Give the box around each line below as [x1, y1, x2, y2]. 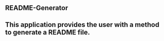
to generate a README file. [5, 28, 90, 36]
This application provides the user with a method [5, 20, 160, 29]
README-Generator [5, 4, 68, 12]
